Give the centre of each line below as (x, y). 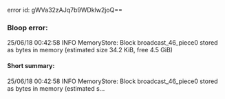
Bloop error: (28, 27)
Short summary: (31, 65)
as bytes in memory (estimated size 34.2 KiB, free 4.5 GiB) (90, 50)
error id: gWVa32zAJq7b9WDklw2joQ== (65, 10)
